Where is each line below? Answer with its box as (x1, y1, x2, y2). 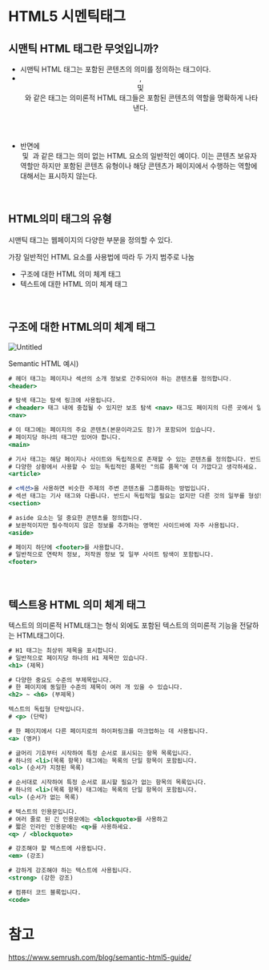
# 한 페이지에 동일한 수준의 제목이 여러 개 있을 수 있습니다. (8, 683, 183, 691)
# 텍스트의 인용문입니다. (8, 807, 78, 815)
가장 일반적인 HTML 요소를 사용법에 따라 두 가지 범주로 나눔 (8, 252, 195, 261)
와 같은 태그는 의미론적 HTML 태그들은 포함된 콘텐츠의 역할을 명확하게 (24, 93, 244, 103)
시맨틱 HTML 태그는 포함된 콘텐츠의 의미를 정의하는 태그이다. (19, 65, 211, 74)
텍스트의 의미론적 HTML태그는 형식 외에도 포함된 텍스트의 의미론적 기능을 (8, 620, 238, 630)
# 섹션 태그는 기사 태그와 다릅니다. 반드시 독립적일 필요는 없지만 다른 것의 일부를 (8, 492, 246, 501)
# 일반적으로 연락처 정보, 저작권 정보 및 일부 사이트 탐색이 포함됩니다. (8, 550, 215, 559)
